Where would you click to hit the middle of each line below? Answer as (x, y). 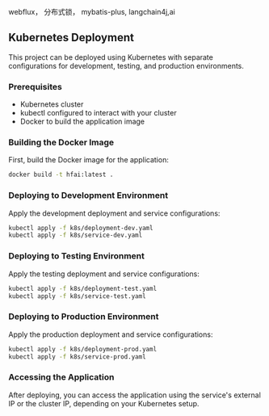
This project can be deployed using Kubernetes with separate (111, 57)
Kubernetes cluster (52, 104)
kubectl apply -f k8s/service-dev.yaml (76, 235)
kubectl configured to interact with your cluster (98, 113)
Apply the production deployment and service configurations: (111, 334)
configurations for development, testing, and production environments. (126, 65)
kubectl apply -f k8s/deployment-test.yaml (83, 288)
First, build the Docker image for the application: (89, 160)
